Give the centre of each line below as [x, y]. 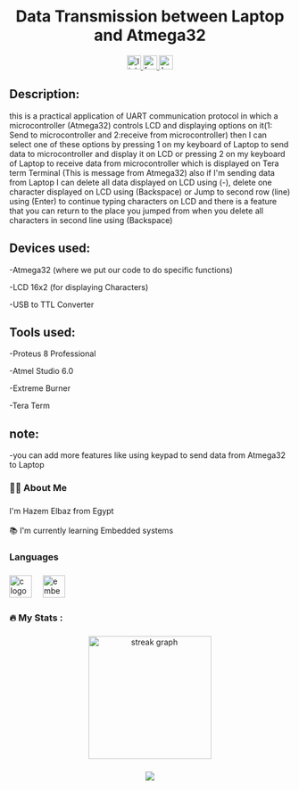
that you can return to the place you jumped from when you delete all [137, 211]
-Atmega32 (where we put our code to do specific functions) [121, 270]
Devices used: [50, 249]
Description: [45, 94]
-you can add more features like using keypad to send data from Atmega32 [148, 455]
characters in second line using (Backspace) [91, 220]
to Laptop [27, 465]
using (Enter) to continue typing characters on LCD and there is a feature [143, 201]
